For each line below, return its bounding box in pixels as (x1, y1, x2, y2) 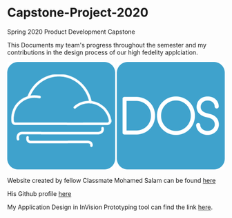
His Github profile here (7, 189, 72, 197)
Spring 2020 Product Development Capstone (7, 28, 136, 36)
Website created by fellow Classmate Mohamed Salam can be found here (7, 176, 216, 184)
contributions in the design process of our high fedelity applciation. (7, 48, 198, 56)
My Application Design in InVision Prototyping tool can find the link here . (7, 203, 213, 211)
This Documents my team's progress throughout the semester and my (7, 41, 207, 49)
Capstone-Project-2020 (7, 5, 148, 21)
